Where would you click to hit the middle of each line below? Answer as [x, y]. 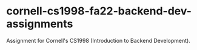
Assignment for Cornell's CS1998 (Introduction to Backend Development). [98, 40]
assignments [40, 24]
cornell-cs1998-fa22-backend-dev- [99, 11]
